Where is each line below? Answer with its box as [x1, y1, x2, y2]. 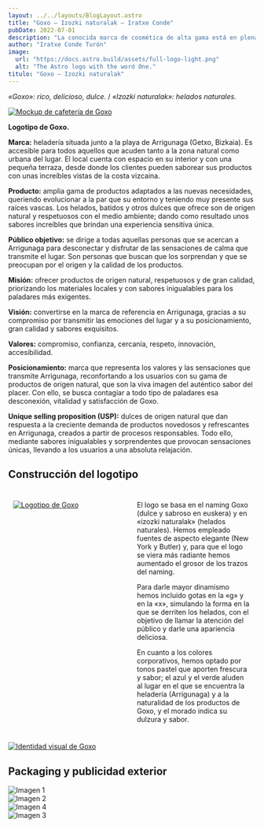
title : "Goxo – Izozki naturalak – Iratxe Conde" [8, 19, 174, 27]
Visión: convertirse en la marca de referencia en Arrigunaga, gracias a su [8, 307, 246, 316]
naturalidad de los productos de [137, 698, 240, 708]
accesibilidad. [8, 347, 53, 357]
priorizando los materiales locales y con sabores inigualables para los [8, 283, 233, 293]
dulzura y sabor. [137, 715, 189, 724]
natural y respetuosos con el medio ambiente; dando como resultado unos [8, 211, 249, 220]
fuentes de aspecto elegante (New [137, 534, 249, 543]
